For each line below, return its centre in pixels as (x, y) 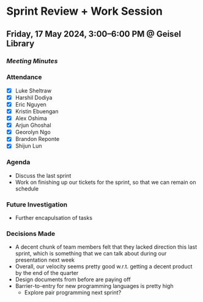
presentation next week (45, 260)
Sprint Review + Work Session (85, 11)
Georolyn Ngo (33, 132)
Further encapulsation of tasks (54, 217)
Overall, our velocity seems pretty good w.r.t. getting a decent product (104, 266)
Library (20, 43)
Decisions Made (31, 233)
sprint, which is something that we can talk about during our (91, 254)
